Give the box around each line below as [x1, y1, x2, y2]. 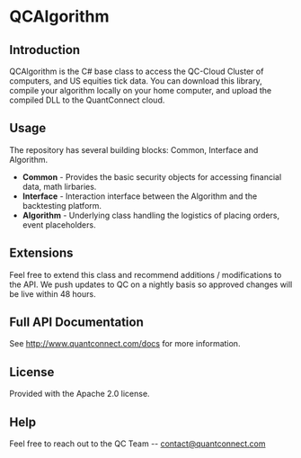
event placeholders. [22, 219, 96, 230]
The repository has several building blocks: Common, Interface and [9, 144, 259, 155]
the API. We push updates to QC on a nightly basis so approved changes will [9, 279, 293, 290]
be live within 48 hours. [9, 288, 96, 299]
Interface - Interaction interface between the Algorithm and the [22, 191, 258, 202]
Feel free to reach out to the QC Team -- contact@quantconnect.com [9, 438, 267, 449]
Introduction [9, 42, 81, 58]
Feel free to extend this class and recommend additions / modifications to [9, 269, 282, 280]
